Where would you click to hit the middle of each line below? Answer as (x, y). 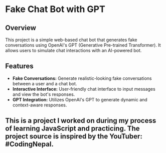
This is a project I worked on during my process (81, 121)
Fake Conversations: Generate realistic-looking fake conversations (82, 78)
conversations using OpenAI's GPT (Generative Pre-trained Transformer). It (83, 45)
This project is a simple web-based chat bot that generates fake (71, 40)
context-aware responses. (40, 105)
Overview (21, 28)
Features (19, 66)
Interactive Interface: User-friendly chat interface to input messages (84, 89)
